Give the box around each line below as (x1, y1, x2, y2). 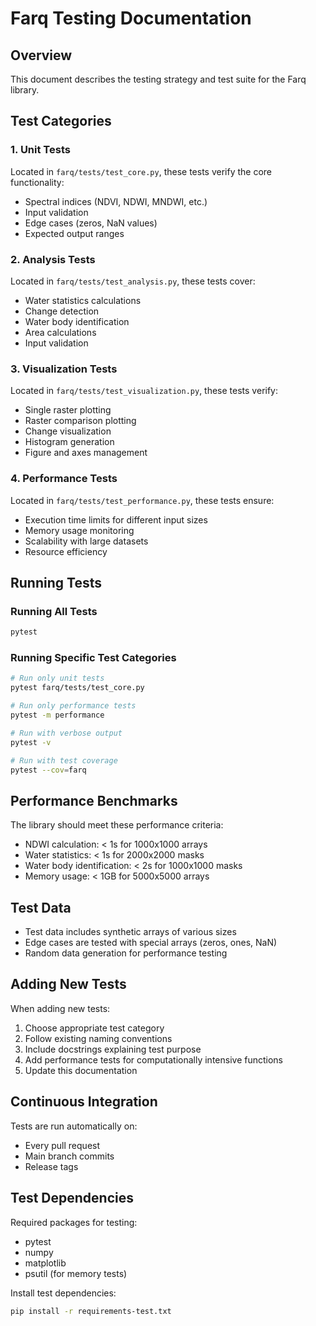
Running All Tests (10, 604, 98, 618)
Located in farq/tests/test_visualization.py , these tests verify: (10, 385, 279, 397)
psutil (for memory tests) (24, 1267, 128, 1279)
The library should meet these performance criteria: (10, 819, 224, 831)
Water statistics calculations (24, 294, 142, 306)
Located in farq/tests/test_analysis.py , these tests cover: (10, 275, 256, 287)
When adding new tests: (10, 1002, 111, 1014)
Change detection (24, 305, 100, 317)
